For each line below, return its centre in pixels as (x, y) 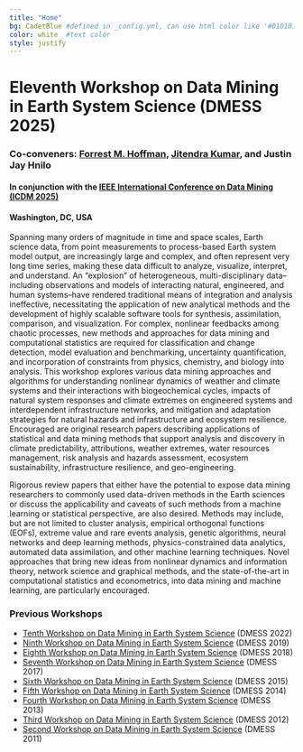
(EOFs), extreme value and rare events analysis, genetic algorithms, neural (148, 533)
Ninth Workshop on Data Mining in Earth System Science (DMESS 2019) (156, 643)
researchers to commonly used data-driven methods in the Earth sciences (147, 495)
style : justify (38, 43)
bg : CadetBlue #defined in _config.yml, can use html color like (134, 26)
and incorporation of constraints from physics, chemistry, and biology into (147, 362)
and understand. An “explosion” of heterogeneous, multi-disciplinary (137, 275)
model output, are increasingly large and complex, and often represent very (150, 256)
